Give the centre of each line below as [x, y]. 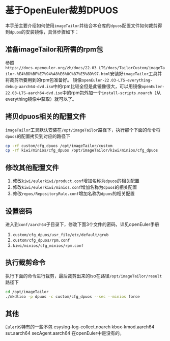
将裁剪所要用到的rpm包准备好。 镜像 [44, 80]
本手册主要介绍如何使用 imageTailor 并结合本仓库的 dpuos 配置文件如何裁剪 [81, 25]
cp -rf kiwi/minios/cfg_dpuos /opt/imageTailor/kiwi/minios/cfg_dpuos [82, 151]
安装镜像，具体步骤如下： [52, 32]
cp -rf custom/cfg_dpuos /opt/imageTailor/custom [59, 146]
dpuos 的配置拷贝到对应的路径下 [38, 136]
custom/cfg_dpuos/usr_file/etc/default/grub [61, 235]
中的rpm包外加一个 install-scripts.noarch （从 [111, 93]
